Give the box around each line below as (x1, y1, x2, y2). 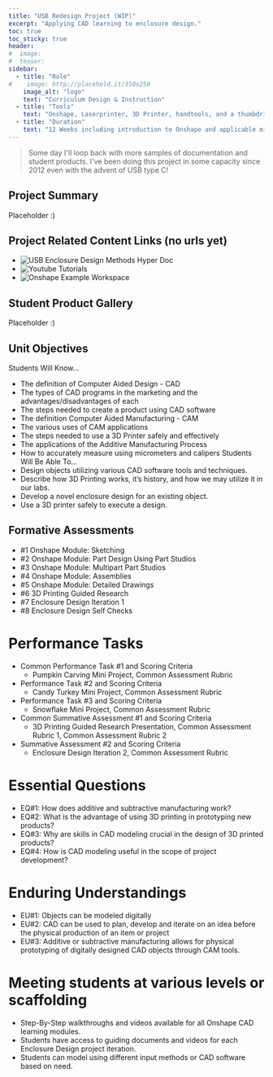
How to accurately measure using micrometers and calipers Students (19, 449, 252, 458)
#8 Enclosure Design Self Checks (19, 606, 132, 615)
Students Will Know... (8, 363, 80, 373)
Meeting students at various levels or (8, 974, 265, 992)
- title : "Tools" (15, 103, 75, 111)
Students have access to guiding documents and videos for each (19, 1035, 238, 1044)
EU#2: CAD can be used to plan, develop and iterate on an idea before (19, 919, 256, 929)
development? (19, 855, 68, 865)
